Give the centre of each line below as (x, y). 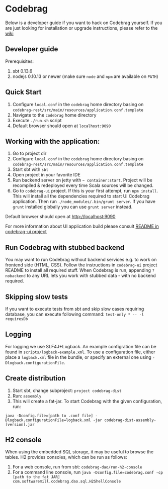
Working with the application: (53, 141)
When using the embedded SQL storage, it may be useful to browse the (79, 452)
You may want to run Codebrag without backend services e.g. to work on (81, 260)
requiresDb (17, 319)
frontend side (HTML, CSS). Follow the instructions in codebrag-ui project (81, 265)
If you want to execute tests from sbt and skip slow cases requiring (75, 309)
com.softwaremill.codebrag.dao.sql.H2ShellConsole (67, 481)
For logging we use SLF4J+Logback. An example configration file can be (81, 346)
